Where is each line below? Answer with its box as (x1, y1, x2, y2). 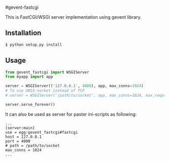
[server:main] (5, 125, 35, 131)
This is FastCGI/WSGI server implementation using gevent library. (5, 14, 142, 20)
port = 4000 (5, 139, 30, 144)
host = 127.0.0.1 (5, 134, 42, 139)
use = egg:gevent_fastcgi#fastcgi (5, 130, 78, 135)
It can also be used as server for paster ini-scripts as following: (5, 111, 137, 117)
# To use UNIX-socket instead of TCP (5, 88, 85, 93)
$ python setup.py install (5, 42, 62, 47)
